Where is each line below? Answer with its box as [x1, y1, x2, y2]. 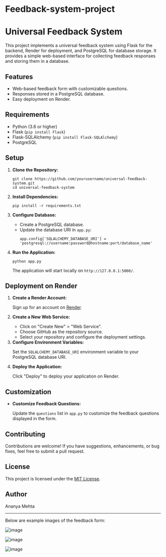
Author [5, 490, 27, 499]
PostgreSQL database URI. [12, 354, 67, 360]
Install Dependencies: [12, 194, 58, 200]
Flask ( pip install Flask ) [12, 129, 66, 134]
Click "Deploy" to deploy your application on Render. [12, 373, 120, 379]
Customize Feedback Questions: [12, 401, 81, 407]
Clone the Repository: [12, 167, 58, 172]
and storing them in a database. [5, 58, 70, 64]
